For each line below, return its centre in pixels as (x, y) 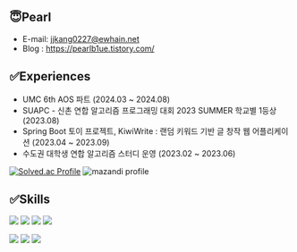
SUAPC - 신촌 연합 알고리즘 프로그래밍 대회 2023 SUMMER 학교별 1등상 (149, 110)
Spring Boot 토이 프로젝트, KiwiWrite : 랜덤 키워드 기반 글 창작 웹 (136, 130)
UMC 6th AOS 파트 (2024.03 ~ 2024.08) (96, 99)
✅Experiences (50, 76)
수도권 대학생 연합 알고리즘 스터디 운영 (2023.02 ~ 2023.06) (129, 153)
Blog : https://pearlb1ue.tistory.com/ (88, 48)
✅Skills (30, 200)
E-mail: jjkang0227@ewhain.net (81, 38)
